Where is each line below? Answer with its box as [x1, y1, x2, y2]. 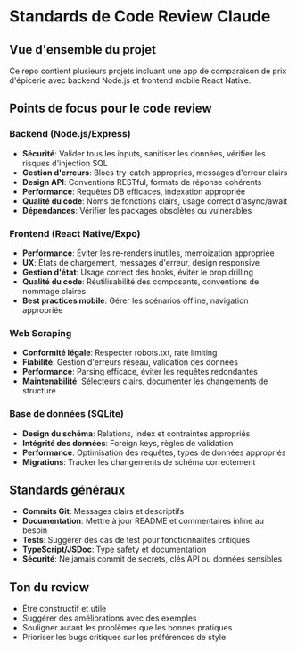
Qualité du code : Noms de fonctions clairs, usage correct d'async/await [21, 195, 288, 207]
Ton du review [9, 579, 90, 595]
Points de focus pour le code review [9, 101, 212, 116]
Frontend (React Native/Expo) [9, 227, 141, 240]
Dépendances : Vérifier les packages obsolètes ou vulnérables [21, 205, 252, 216]
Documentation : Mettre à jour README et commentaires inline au [21, 516, 265, 527]
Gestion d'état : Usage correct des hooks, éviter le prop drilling [21, 266, 254, 277]
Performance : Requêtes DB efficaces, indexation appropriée [21, 186, 246, 197]
